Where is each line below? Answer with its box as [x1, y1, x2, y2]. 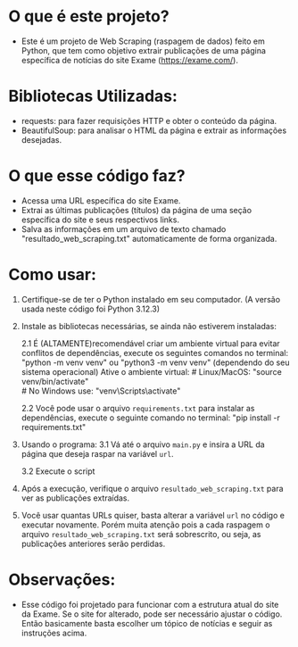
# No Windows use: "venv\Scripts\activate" [21, 386, 181, 396]
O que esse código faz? [8, 166, 186, 187]
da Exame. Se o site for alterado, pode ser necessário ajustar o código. [21, 609, 283, 619]
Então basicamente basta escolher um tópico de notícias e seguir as [21, 618, 273, 628]
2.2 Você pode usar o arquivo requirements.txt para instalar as [21, 402, 255, 413]
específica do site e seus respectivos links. [21, 214, 180, 225]
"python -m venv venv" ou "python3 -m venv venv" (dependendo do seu [21, 357, 290, 368]
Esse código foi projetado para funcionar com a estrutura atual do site [21, 599, 279, 610]
